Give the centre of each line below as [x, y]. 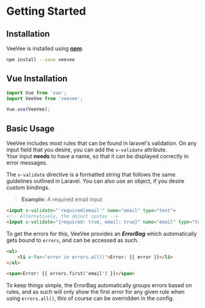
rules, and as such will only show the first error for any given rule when [95, 292]
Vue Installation [37, 79]
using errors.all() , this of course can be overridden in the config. [90, 298]
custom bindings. [28, 188]
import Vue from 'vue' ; [37, 93]
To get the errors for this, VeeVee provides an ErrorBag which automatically [102, 233]
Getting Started [46, 11]
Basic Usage [31, 129]
